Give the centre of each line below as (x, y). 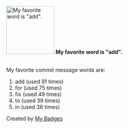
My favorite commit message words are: (56, 70)
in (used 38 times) (37, 107)
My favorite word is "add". (89, 52)
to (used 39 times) (38, 100)
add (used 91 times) (39, 81)
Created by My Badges (34, 118)
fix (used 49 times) (38, 94)
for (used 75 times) (38, 88)
